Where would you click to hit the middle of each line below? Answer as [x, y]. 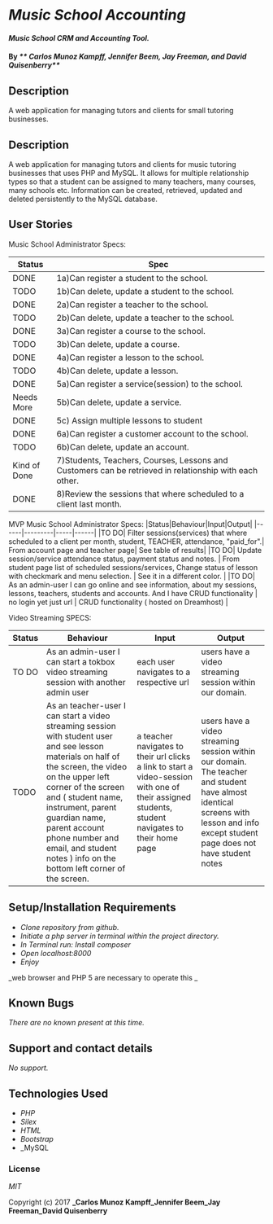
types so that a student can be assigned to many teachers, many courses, [132, 182]
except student [230, 832]
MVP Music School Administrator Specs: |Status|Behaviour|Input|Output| [131, 524]
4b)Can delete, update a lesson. [117, 371]
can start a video [78, 716]
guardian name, [76, 818]
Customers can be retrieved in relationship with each [157, 470]
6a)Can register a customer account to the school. [153, 433]
